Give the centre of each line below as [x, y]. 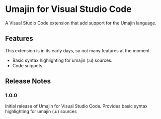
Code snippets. [28, 65]
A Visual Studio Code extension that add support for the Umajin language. [81, 23]
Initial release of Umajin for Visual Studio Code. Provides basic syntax [77, 106]
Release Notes [28, 81]
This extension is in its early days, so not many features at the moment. [78, 50]
